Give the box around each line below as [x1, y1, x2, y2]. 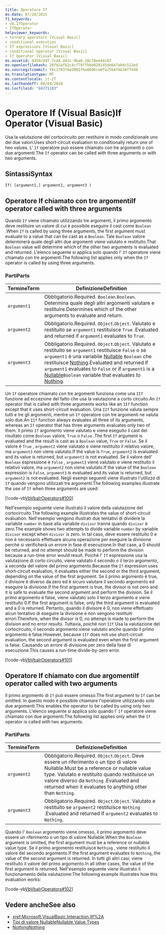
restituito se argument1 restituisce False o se [44, 347, 147, 354]
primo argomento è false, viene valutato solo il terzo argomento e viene [5, 595, 150, 601]
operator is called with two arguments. [5, 719, 83, 725]
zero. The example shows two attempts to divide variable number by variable [5, 526, 158, 532]
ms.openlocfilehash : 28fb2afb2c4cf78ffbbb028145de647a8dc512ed [5, 63, 138, 68]
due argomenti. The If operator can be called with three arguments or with [5, 150, 157, 156]
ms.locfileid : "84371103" [5, 85, 58, 91]
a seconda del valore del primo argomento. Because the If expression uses [5, 563, 158, 569]
